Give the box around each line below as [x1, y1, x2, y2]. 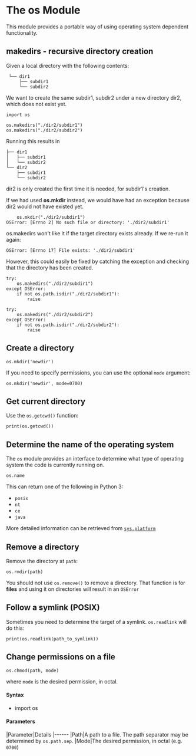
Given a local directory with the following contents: [6, 62, 129, 69]
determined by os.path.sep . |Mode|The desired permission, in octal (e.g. [6, 738, 182, 745]
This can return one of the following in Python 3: [6, 483, 124, 490]
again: [6, 236, 22, 243]
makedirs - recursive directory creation [6, 47, 154, 57]
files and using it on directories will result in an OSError [6, 586, 139, 593]
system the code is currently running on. [6, 461, 105, 469]
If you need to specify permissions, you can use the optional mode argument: [6, 369, 191, 376]
